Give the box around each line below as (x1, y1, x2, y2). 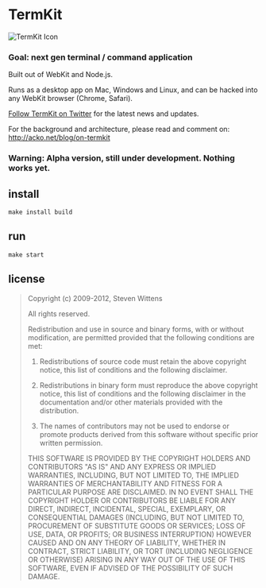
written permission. (39, 438, 103, 447)
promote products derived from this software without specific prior (39, 429, 259, 439)
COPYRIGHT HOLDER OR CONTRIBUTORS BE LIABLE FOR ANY (27, 495, 236, 505)
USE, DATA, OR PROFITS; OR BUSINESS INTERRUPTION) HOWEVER (27, 529, 252, 539)
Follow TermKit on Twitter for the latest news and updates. (8, 109, 199, 118)
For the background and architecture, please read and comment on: (8, 125, 230, 134)
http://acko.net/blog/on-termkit (8, 133, 110, 142)
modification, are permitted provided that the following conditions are (27, 332, 255, 342)
